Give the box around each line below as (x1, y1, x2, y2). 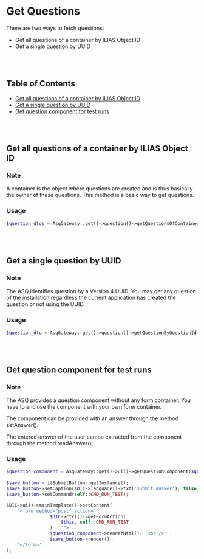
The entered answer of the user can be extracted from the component (6, 433, 182, 440)
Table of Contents (6, 78, 76, 89)
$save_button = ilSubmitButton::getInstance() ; (6, 480, 129, 486)
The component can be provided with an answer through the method (6, 415, 179, 422)
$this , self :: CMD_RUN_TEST (60, 519, 129, 526)
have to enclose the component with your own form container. (6, 403, 162, 411)
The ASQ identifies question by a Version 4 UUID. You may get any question (6, 288, 196, 295)
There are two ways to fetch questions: (6, 24, 104, 32)
